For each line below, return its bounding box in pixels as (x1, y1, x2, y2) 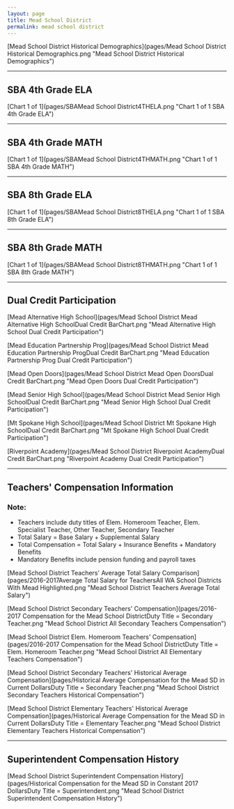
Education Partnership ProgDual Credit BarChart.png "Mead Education (7, 349, 210, 357)
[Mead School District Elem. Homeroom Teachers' (7, 633, 151, 642)
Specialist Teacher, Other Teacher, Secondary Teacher (17, 526, 175, 534)
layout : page (7, 10, 45, 17)
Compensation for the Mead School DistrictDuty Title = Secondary (22, 612, 213, 621)
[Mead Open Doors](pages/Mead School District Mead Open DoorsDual (7, 370, 214, 378)
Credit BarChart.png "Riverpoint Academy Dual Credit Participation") (7, 455, 204, 463)
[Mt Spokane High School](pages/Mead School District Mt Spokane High (7, 419, 217, 428)
